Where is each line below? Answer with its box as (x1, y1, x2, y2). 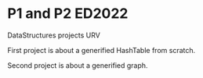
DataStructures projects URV (7, 30, 101, 40)
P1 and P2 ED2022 (7, 5, 129, 23)
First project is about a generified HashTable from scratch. (7, 45, 196, 55)
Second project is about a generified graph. (7, 60, 148, 70)
